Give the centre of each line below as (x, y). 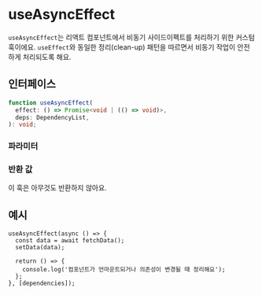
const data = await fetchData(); (70, 241)
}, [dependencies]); (42, 284)
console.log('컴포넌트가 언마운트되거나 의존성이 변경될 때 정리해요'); (124, 270)
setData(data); (40, 248)
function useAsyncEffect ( (50, 103)
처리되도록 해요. (47, 57)
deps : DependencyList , (52, 117)
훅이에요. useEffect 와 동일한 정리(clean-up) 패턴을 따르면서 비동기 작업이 (122, 47)
